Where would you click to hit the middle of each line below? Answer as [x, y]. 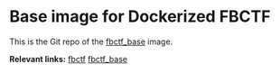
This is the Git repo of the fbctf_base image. [91, 41]
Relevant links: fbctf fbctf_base [69, 59]
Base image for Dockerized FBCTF [140, 17]
